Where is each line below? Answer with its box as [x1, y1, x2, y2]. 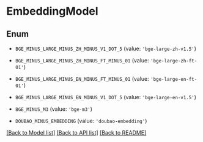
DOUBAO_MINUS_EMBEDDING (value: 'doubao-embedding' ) [15, 118, 147, 124]
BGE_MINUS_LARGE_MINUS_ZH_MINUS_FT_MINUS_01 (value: [15, 57, 150, 64]
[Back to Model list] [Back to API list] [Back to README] [6, 129, 147, 136]
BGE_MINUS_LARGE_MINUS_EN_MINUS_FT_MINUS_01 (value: [15, 75, 150, 82]
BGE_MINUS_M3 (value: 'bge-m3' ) [15, 105, 93, 113]
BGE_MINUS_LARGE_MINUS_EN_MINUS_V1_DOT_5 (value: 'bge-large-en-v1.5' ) [15, 94, 197, 100]
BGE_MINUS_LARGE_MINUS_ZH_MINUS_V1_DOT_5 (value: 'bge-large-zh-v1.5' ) [15, 45, 197, 52]
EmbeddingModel [6, 4, 99, 18]
